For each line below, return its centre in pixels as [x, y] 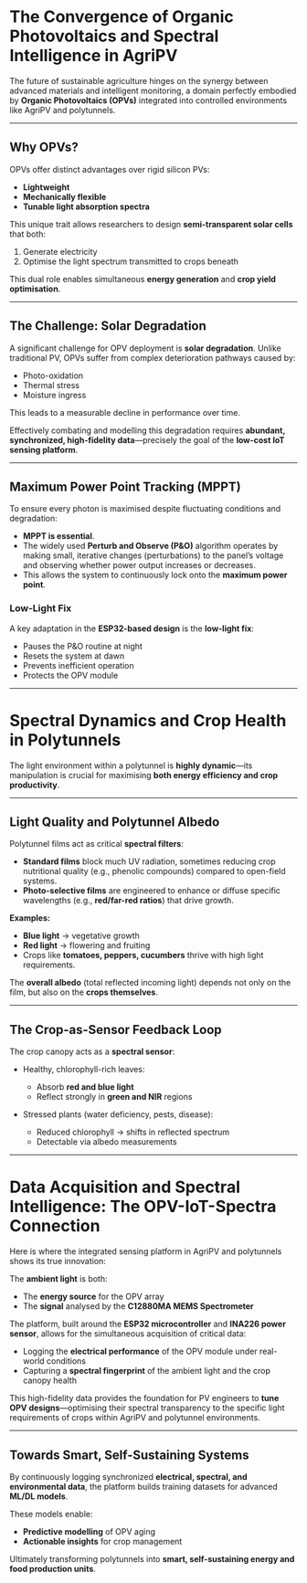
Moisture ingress [54, 395]
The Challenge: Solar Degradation [108, 326]
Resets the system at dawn [74, 656]
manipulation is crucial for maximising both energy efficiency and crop [144, 775]
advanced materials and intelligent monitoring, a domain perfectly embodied [153, 90]
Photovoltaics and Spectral [114, 36]
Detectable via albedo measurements [106, 1142]
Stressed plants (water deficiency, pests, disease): [118, 1114]
